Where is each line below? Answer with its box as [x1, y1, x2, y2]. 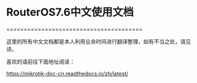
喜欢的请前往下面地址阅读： [6, 58, 75, 65]
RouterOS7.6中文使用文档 [6, 5, 134, 19]
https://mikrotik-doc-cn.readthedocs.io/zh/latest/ [6, 70, 128, 77]
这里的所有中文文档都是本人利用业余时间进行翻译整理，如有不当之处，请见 [6, 38, 191, 45]
